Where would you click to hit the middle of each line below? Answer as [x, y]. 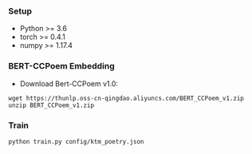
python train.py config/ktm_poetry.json [77, 141]
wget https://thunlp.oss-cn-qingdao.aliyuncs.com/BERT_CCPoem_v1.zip [126, 98]
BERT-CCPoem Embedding [61, 66]
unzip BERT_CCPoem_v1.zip [51, 105]
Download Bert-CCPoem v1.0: [69, 83]
